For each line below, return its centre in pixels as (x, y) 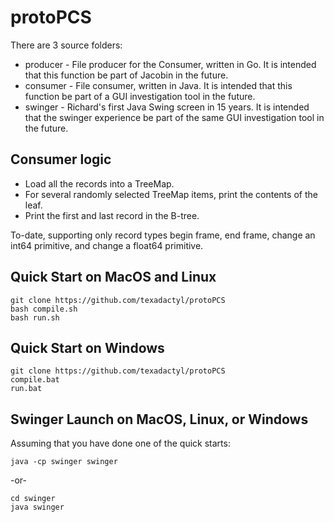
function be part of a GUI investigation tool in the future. (140, 96)
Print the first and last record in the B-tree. (112, 215)
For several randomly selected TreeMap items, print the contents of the (171, 194)
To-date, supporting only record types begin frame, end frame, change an (163, 235)
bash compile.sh (44, 309)
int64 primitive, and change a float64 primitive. (107, 245)
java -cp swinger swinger (64, 462)
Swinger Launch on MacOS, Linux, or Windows (159, 419)
